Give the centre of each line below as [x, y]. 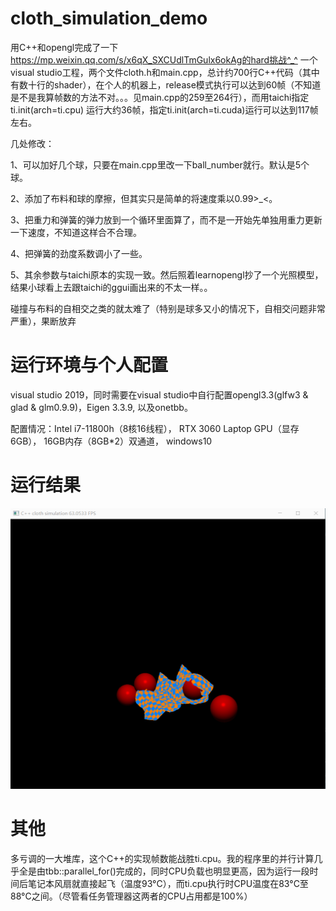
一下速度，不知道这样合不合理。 [76, 232]
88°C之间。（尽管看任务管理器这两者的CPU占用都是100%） [131, 896]
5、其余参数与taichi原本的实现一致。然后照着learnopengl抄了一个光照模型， [167, 274]
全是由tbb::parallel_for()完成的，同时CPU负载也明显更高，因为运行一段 [164, 871]
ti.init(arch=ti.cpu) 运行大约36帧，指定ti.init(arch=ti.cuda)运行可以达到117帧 [164, 109]
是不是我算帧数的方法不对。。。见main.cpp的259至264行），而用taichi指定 [160, 97]
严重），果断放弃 [43, 321]
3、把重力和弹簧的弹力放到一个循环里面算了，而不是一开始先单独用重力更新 [166, 219]
